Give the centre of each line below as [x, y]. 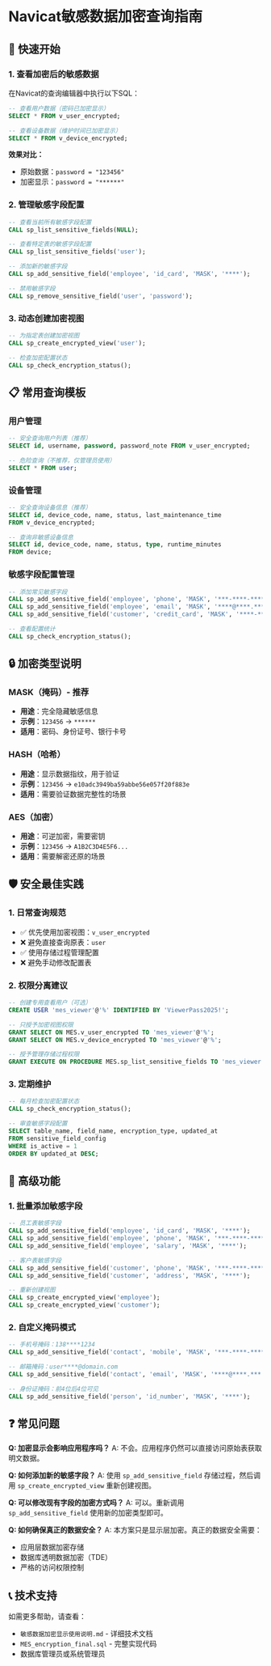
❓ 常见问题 [34, 1424]
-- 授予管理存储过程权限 [44, 1054]
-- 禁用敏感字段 [32, 288]
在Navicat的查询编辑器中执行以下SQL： [74, 93]
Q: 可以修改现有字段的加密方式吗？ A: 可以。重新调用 [96, 1503]
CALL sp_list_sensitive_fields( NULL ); [73, 230]
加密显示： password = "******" [72, 182]
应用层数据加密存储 [52, 1547]
